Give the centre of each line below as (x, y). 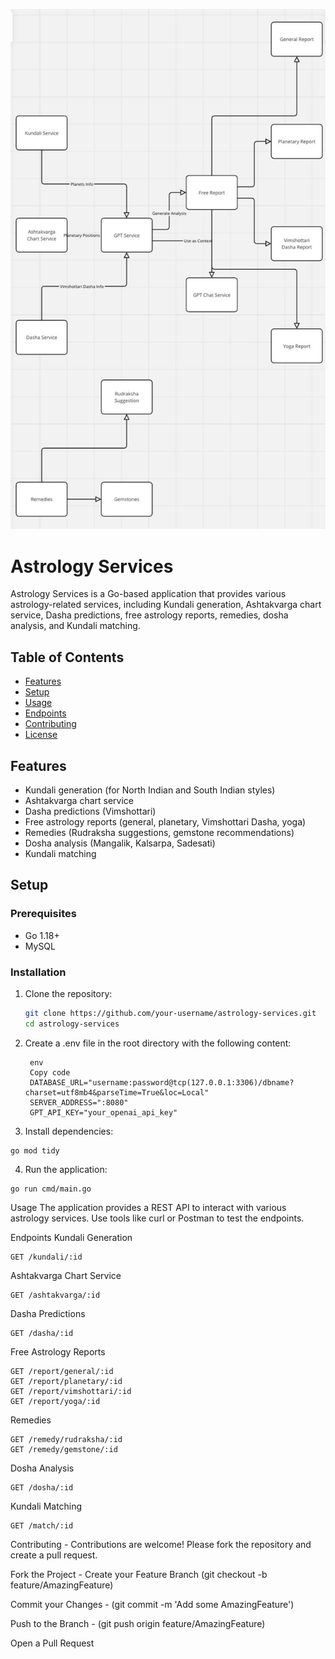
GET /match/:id (42, 1525)
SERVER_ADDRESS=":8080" (79, 1102)
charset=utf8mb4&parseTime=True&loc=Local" (117, 1092)
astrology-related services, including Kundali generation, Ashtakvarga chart (166, 605)
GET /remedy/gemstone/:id (64, 1449)
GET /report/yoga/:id (55, 1401)
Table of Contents (67, 657)
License (41, 735)
